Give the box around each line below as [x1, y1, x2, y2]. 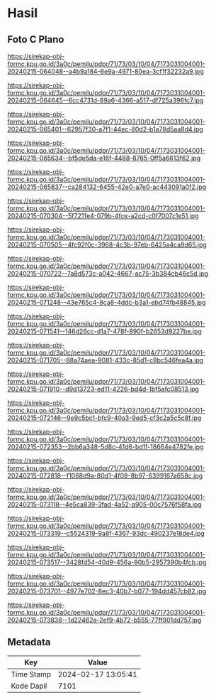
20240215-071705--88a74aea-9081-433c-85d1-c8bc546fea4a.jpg [7, 356, 204, 364]
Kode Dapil [11, 681, 47, 691]
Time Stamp [11, 669, 52, 679]
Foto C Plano [7, 33, 64, 45]
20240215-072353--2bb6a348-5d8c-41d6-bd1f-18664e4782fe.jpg [7, 443, 204, 451]
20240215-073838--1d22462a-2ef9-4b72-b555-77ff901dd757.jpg [7, 616, 202, 624]
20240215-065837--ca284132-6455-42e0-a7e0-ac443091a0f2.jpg [7, 183, 207, 191]
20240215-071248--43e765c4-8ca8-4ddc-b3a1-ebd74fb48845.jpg [7, 298, 206, 306]
